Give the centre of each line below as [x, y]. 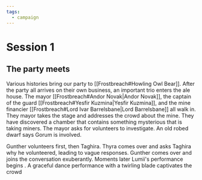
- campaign [25, 17]
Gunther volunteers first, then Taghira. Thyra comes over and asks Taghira [99, 146]
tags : [13, 12]
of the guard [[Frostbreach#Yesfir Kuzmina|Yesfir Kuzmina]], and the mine [99, 103]
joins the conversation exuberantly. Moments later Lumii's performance [95, 159]
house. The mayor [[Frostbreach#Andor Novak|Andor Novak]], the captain [99, 96]
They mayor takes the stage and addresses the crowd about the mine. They [100, 115]
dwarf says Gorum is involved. [44, 134]
